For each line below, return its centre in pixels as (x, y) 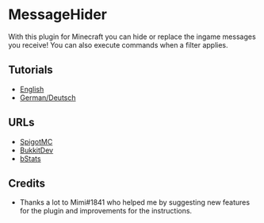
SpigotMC (36, 141)
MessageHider (57, 15)
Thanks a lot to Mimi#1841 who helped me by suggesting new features (135, 202)
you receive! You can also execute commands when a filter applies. (118, 44)
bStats (30, 158)
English (32, 89)
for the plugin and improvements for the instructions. (106, 211)
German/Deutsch (48, 98)
